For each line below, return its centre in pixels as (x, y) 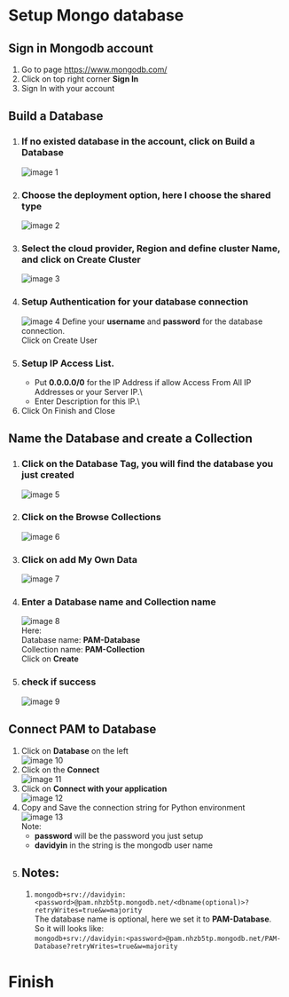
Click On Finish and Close (68, 410)
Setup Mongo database (96, 16)
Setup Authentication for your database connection (135, 302)
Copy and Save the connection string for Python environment (133, 807)
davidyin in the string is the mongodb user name (124, 845)
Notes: (40, 872)
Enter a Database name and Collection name (118, 602)
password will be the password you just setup (119, 835)
